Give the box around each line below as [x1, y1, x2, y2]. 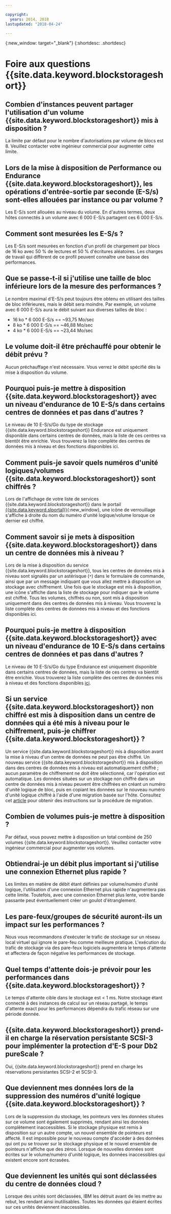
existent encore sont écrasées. [5, 1157, 70, 1163]
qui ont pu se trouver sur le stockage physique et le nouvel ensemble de [5, 1140, 157, 1146]
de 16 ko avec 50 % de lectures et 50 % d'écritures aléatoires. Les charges [5, 248, 163, 254]
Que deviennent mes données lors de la [5, 1084, 134, 1093]
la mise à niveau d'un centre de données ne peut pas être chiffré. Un [5, 753, 150, 760]
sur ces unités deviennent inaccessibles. [5, 1204, 91, 1210]
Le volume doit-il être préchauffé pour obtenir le [5, 342, 161, 351]
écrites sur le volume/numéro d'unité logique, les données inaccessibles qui [5, 1151, 165, 1158]
